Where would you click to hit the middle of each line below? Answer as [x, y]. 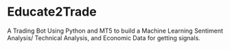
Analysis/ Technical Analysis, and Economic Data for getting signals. [104, 37]
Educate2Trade [52, 12]
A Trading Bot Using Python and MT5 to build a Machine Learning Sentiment [115, 31]
